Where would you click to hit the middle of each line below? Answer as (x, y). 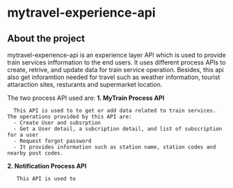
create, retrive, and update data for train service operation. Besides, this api (115, 70)
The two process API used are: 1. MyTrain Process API (86, 98)
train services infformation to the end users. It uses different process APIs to (116, 62)
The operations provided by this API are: (70, 117)
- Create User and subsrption (57, 123)
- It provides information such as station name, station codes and (115, 147)
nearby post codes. (35, 153)
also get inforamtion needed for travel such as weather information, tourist (114, 77)
